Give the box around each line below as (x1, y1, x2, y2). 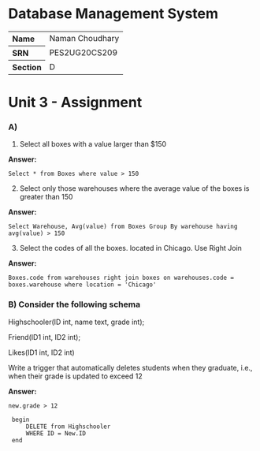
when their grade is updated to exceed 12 (8, 371, 143, 381)
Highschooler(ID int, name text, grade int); (8, 317, 145, 326)
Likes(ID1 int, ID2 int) (8, 348, 75, 357)
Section (12, 61, 42, 73)
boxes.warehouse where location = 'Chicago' (8, 281, 157, 289)
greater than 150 (19, 192, 73, 202)
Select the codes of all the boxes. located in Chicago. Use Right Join (19, 244, 243, 253)
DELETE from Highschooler (25, 423, 111, 430)
